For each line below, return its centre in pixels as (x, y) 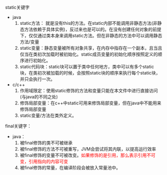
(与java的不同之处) (39, 97)
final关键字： (18, 126)
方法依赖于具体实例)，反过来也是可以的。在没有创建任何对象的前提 (93, 29)
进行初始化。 (37, 60)
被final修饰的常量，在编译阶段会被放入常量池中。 (70, 168)
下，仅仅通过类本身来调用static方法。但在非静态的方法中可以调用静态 (91, 36)
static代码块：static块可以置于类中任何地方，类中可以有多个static (87, 67)
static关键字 (17, 7)
